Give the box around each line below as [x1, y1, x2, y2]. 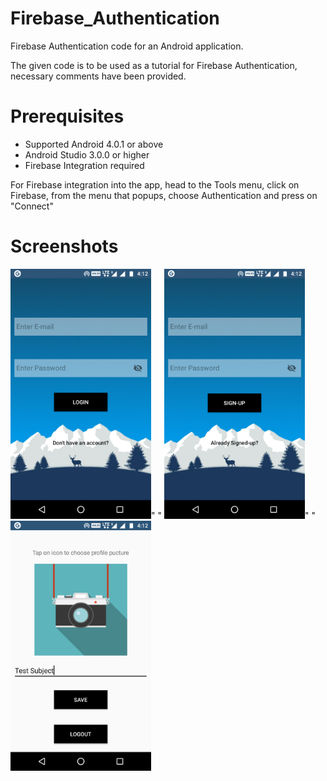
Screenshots [10, 235, 119, 258]
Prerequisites [10, 105, 125, 128]
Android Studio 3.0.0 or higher [24, 148, 150, 161]
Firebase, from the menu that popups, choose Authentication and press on [10, 189, 318, 201]
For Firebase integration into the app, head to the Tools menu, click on [10, 178, 300, 191]
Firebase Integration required [24, 159, 145, 171]
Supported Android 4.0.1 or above [24, 138, 164, 150]
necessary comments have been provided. [10, 70, 187, 82]
